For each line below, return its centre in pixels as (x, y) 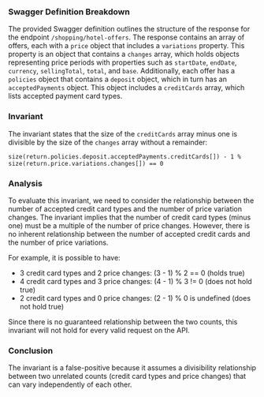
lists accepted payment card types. (65, 96)
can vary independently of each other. (70, 384)
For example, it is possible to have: (64, 257)
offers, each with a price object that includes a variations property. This (126, 46)
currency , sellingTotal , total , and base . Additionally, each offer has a (121, 71)
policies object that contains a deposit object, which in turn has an (117, 79)
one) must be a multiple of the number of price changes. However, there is (129, 225)
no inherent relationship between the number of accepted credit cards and (129, 234)
